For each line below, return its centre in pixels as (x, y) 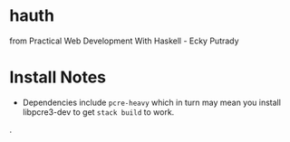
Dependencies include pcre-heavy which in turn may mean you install (151, 102)
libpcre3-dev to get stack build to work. (98, 112)
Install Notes (58, 77)
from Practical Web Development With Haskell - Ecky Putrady (124, 41)
